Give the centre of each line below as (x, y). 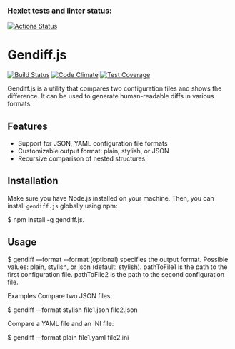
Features (27, 126)
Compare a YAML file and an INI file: (61, 323)
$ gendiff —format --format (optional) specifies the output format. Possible (118, 259)
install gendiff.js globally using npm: (62, 206)
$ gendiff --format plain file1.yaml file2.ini (68, 337)
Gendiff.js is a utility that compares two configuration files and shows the (115, 88)
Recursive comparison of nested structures (81, 158)
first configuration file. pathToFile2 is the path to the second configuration (116, 274)
